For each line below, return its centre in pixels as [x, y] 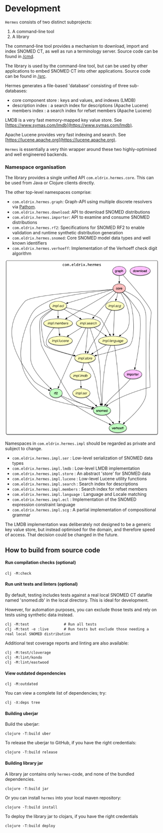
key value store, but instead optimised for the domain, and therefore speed [80, 530]
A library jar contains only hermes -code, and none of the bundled [70, 774]
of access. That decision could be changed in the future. [62, 535]
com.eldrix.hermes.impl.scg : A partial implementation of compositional [84, 510]
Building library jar [24, 763]
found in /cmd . [20, 56]
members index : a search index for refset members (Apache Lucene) [82, 111]
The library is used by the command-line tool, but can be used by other [76, 66]
